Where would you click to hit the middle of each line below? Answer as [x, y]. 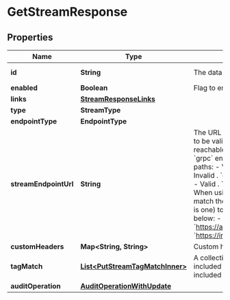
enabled [24, 88]
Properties [30, 37]
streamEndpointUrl [42, 184]
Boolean [94, 88]
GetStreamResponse [67, 12]
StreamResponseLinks [118, 99]
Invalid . [206, 175]
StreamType [101, 110]
